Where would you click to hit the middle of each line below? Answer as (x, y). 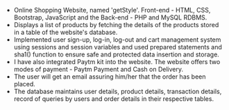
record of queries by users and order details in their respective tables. (113, 99)
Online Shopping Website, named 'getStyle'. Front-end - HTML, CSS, (112, 10)
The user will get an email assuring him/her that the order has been (110, 77)
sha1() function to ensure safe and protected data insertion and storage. (117, 54)
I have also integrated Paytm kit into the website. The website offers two (117, 62)
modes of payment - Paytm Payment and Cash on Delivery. (99, 69)
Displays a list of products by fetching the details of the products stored (116, 25)
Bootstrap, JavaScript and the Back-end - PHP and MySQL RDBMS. (110, 17)
